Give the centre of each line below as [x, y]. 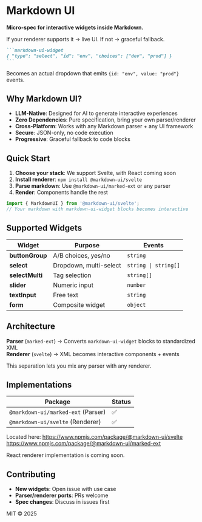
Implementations [39, 384]
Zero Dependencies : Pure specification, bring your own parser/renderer [105, 120]
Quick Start [28, 158]
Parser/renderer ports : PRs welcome [62, 495]
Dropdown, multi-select [87, 265]
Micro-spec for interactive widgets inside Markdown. [75, 27]
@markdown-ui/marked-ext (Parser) [58, 412]
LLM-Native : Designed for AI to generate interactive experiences [96, 114]
